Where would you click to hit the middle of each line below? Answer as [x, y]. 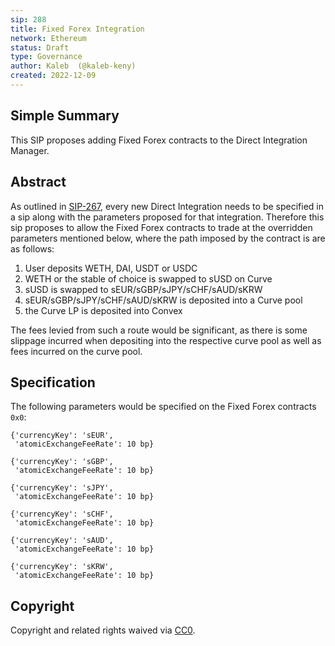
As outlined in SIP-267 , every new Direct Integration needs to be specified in [167, 206]
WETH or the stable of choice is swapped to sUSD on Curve [148, 278]
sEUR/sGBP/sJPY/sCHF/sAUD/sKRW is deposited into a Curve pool [163, 300]
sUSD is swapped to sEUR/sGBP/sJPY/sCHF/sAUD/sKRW [143, 289]
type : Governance [46, 57]
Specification [53, 382]
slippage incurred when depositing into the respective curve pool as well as [166, 340]
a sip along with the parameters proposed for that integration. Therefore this [167, 217]
